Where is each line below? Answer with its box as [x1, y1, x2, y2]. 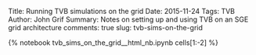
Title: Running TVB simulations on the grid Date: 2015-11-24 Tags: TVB [8, 7, 236, 15]
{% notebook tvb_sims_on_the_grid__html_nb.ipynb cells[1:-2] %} [8, 38, 219, 47]
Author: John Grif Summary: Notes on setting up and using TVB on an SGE [8, 15, 249, 24]
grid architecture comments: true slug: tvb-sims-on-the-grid [8, 23, 204, 32]
